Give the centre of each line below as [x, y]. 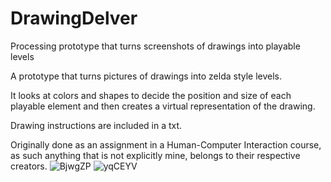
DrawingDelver [74, 18]
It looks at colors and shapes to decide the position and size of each [151, 95]
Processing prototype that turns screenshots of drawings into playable [155, 46]
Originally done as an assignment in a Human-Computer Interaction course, [166, 144]
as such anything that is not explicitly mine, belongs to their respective [155, 155]
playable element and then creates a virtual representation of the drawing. [163, 106]
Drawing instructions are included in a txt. [96, 125]
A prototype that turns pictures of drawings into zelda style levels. [146, 76]
